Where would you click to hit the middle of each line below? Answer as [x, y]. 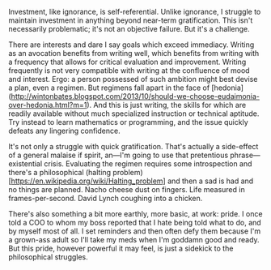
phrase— [245, 155]
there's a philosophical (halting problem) [76, 172]
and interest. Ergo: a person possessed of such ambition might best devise [133, 79]
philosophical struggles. [49, 257]
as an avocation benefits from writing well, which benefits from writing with [134, 53]
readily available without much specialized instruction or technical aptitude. [134, 114]
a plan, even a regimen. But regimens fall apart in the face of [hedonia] [126, 88]
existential [25, 164]
